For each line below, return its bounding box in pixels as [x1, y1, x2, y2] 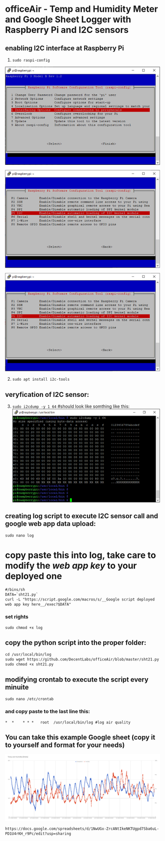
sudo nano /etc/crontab [5, 697, 54, 702]
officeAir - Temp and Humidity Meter [5, 3, 158, 15]
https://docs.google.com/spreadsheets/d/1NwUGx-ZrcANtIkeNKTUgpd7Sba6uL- [5, 826, 160, 832]
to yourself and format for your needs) [5, 741, 125, 749]
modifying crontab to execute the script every [5, 675, 149, 684]
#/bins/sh [5, 587, 26, 592]
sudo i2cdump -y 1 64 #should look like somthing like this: [12, 403, 130, 409]
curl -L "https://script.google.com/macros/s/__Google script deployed [5, 597, 155, 602]
